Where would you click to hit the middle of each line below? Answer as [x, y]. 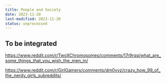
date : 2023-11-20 [23, 14]
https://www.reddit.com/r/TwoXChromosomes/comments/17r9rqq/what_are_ [83, 55]
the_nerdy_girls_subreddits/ [33, 76]
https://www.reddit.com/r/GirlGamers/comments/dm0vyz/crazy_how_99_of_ [83, 70]
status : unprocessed [27, 23]
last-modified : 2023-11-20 [33, 19]
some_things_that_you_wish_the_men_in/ [47, 61]
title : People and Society [33, 10]
